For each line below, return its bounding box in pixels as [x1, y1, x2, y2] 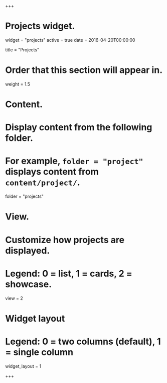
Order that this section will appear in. [5, 64, 163, 76]
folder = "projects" [5, 193, 44, 199]
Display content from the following [5, 122, 152, 133]
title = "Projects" [5, 46, 40, 53]
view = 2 [5, 295, 24, 301]
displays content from [5, 166, 99, 178]
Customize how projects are [5, 234, 124, 246]
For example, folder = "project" [5, 156, 143, 167]
